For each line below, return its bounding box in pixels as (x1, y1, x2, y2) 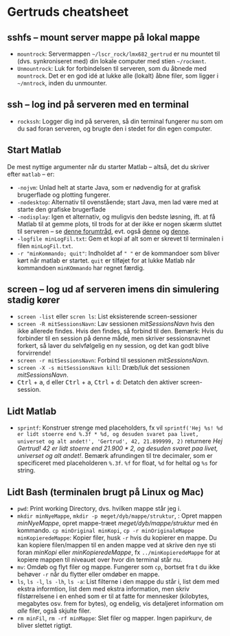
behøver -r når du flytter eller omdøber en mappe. (16, 570, 160, 578)
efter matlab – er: (7, 170, 55, 178)
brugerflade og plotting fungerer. (16, 190, 111, 199)
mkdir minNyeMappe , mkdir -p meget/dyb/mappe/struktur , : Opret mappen (16, 512, 222, 520)
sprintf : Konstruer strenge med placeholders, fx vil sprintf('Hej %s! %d (16, 424, 223, 432)
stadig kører (7, 294, 60, 306)
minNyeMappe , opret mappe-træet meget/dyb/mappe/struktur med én (16, 519, 218, 527)
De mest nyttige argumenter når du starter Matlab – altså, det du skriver (7, 162, 210, 171)
